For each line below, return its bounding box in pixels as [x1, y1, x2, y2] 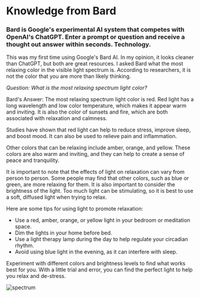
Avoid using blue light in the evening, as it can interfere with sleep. [14, 248, 177, 255]
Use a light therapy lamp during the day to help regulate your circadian [14, 236, 189, 243]
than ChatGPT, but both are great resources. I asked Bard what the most [6, 60, 183, 67]
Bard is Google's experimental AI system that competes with [6, 26, 185, 34]
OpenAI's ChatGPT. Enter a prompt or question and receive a [6, 33, 186, 41]
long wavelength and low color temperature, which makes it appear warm [6, 102, 187, 110]
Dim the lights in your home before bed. [14, 229, 112, 236]
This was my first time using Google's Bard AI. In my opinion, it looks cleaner [6, 54, 194, 61]
